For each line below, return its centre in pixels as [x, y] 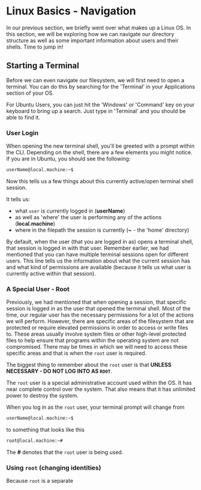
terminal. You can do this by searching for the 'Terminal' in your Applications [101, 86]
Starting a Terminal [43, 66]
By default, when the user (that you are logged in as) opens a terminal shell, [100, 241]
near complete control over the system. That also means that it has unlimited [101, 389]
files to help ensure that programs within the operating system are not [92, 340]
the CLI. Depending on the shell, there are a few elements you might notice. [100, 153]
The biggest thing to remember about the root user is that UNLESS [89, 365]
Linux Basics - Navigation [71, 11]
